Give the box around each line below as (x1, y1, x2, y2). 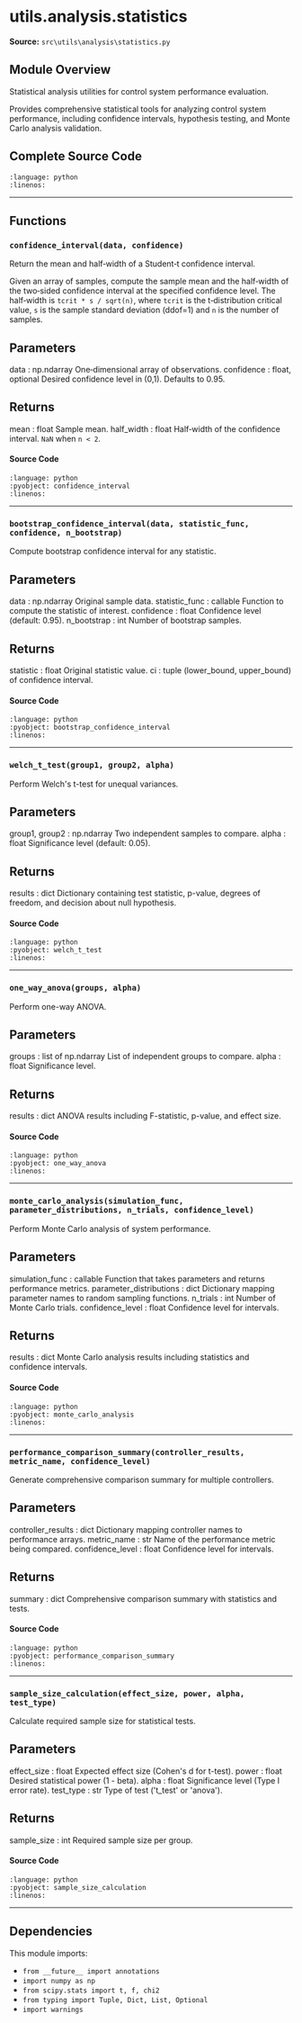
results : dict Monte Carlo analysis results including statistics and (9, 1352, 250, 1362)
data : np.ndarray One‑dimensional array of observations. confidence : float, (9, 364, 292, 375)
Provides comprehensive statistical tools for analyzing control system (9, 103, 267, 114)
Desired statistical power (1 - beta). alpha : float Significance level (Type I (9, 1775, 280, 1785)
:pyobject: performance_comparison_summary (9, 1651, 175, 1660)
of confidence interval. (9, 675, 93, 685)
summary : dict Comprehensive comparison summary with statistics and (9, 1593, 277, 1604)
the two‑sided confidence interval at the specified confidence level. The (9, 285, 276, 296)
